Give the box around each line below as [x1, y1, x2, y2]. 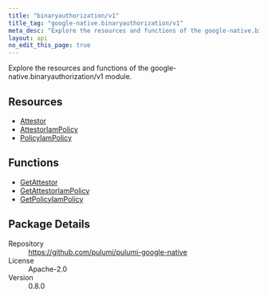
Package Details [8, 217, 90, 232]
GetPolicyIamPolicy [19, 194, 84, 204]
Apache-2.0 [28, 264, 68, 274]
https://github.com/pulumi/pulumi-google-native [28, 247, 187, 256]
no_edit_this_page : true [8, 42, 91, 49]
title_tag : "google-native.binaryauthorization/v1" [8, 19, 183, 27]
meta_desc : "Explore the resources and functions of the [8, 26, 202, 34]
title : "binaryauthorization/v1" [8, 11, 120, 20]
